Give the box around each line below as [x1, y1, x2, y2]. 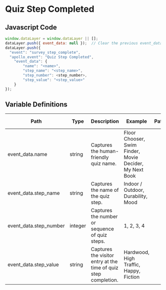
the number [90, 213, 118, 220]
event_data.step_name [7, 190, 60, 197]
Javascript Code [5, 23, 57, 32]
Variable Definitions [5, 100, 68, 109]
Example [126, 118, 147, 125]
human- [99, 148, 119, 155]
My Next [124, 166, 144, 173]
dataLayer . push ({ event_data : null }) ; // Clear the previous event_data [5, 40, 163, 45]
